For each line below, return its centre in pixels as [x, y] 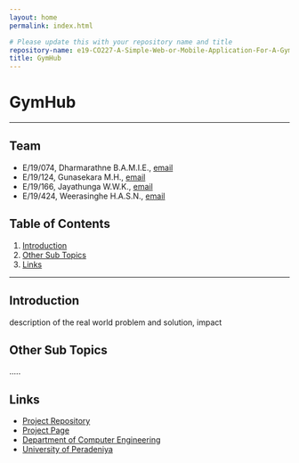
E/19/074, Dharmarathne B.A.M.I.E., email [97, 167]
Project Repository [56, 421]
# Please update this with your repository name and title [121, 42]
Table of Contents [60, 224]
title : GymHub [36, 59]
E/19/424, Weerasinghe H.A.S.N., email [93, 196]
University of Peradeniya [68, 450]
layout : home [33, 17]
